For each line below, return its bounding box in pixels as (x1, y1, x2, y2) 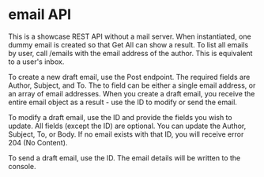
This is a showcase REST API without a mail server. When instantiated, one (8, 32, 251, 41)
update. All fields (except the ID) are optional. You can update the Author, (8, 121, 247, 130)
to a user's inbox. (8, 57, 65, 66)
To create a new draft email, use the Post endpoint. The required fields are (8, 72, 251, 81)
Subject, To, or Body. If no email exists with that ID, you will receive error (8, 129, 244, 139)
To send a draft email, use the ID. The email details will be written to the (8, 153, 241, 163)
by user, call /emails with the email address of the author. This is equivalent (8, 48, 253, 58)
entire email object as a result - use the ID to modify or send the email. (8, 97, 237, 107)
